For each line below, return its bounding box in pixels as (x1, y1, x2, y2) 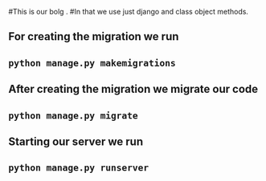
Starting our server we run (8, 135, 144, 148)
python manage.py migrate (8, 110, 138, 121)
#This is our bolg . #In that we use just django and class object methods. (8, 7, 249, 16)
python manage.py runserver (8, 162, 149, 174)
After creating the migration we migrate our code (8, 82, 259, 96)
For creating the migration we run (8, 30, 179, 43)
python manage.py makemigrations (8, 57, 177, 69)
